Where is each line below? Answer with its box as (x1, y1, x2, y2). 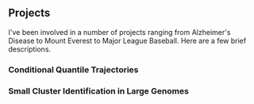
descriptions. (8, 44, 52, 54)
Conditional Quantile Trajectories (8, 64, 139, 75)
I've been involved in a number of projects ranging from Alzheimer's (8, 27, 231, 37)
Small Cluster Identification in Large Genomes (8, 85, 189, 96)
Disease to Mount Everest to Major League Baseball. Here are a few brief (8, 36, 247, 45)
